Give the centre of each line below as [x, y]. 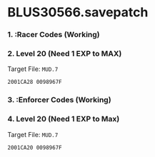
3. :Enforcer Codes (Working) [60, 100]
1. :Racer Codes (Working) [54, 35]
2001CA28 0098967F [35, 82]
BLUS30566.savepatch [78, 12]
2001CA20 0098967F [35, 147]
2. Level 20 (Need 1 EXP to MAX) [65, 54]
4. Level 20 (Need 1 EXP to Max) [64, 119]
